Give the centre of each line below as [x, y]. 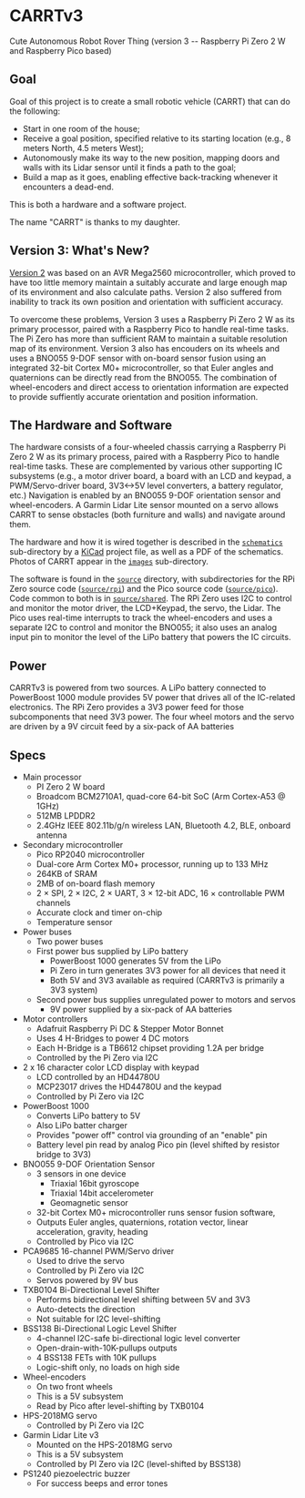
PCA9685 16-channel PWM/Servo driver [98, 1251]
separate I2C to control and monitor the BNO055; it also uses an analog [143, 627]
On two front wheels [75, 1386]
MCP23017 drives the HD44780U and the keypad [129, 1086]
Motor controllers [55, 1019]
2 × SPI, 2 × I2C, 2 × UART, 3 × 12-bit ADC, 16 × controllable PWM [160, 893]
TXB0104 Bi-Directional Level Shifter [91, 1290]
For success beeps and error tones [102, 1483]
